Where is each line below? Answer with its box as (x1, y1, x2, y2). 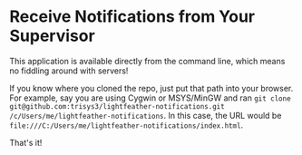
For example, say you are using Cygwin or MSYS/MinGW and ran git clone (9, 92, 292, 103)
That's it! (9, 137, 43, 148)
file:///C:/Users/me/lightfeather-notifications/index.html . (9, 120, 244, 131)
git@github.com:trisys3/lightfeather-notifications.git (9, 102, 225, 111)
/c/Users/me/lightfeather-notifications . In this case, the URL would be (9, 110, 282, 121)
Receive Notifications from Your (9, 6, 256, 27)
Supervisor (9, 25, 95, 46)
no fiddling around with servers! (9, 65, 129, 76)
